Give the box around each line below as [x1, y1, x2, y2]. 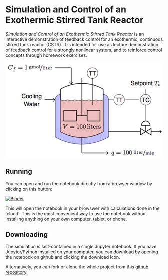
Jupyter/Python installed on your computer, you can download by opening [5, 249, 159, 255]
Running [5, 167, 33, 176]
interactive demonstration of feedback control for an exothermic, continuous [5, 36, 163, 42]
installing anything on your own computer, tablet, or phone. [5, 216, 127, 222]
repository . [5, 269, 28, 275]
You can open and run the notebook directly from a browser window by [5, 180, 153, 186]
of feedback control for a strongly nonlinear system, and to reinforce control [5, 47, 162, 53]
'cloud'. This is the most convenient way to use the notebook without [5, 210, 147, 216]
